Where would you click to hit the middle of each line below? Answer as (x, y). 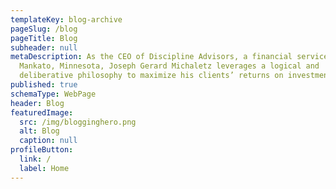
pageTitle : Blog (44, 38)
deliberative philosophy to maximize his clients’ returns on (151, 76)
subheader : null (44, 47)
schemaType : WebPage (53, 94)
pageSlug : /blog (44, 29)
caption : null (48, 141)
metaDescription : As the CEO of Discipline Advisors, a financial (151, 57)
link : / (35, 159)
